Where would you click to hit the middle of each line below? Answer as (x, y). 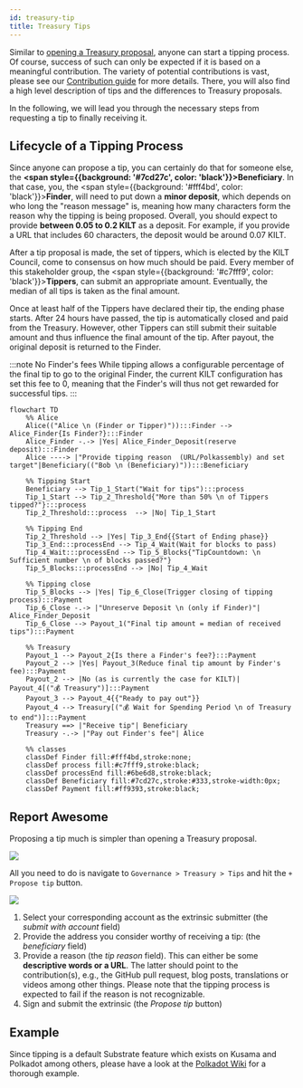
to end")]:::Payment (48, 718)
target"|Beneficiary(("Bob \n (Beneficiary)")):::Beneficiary (129, 466)
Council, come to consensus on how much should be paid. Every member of (152, 262)
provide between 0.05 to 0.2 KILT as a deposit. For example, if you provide (150, 225)
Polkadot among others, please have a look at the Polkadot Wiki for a (138, 1064)
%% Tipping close (58, 585)
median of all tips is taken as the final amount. (95, 291)
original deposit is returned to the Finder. (85, 347)
